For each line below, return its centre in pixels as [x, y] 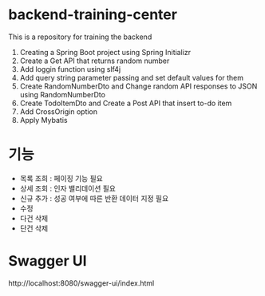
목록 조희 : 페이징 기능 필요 [61, 178]
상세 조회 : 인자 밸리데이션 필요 [67, 188]
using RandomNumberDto [63, 94]
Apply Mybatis [44, 120]
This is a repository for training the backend [80, 37]
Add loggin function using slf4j [70, 69]
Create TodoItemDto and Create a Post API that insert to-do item [126, 103]
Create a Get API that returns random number [95, 61]
